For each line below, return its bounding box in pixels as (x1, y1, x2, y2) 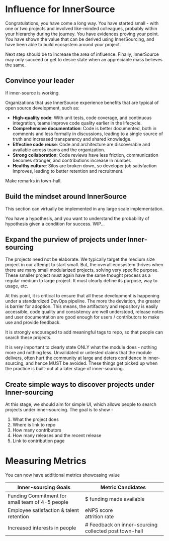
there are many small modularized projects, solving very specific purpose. (5, 267, 159, 273)
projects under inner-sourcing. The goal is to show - (5, 407, 114, 413)
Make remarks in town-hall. (5, 177, 62, 184)
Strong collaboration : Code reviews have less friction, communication (12, 152, 158, 158)
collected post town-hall (84, 527, 143, 534)
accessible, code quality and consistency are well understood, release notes (5, 309, 164, 315)
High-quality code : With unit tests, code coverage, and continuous (12, 115, 152, 121)
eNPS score (84, 507, 113, 514)
